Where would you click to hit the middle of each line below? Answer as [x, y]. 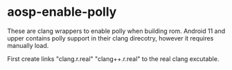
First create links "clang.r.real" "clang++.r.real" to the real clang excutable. [113, 58]
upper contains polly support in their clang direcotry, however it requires [110, 38]
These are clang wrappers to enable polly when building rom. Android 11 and [116, 31]
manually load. [28, 45]
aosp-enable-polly [62, 12]
